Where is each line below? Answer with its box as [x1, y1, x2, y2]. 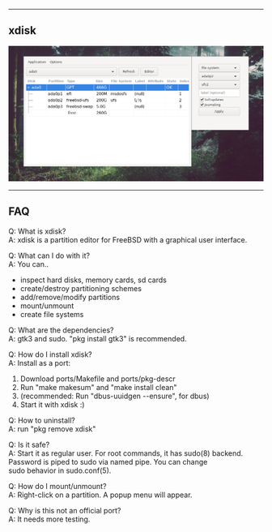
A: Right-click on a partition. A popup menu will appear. [8, 490, 193, 500]
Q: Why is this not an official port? [8, 505, 121, 515]
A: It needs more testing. [8, 514, 91, 524]
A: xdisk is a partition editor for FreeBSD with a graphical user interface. [8, 234, 248, 244]
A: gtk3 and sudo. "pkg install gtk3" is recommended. [8, 333, 188, 343]
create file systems [19, 309, 84, 319]
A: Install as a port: [8, 358, 71, 367]
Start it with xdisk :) [19, 399, 85, 410]
